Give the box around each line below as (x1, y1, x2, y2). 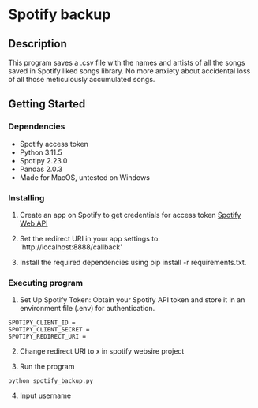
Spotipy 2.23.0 (19, 155, 68, 165)
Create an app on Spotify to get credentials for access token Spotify (19, 210, 241, 219)
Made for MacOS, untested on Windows (19, 172, 150, 182)
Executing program (8, 277, 84, 288)
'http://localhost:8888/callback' (19, 242, 122, 252)
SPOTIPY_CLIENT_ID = (8, 319, 77, 327)
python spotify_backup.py (8, 377, 93, 385)
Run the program (19, 361, 75, 372)
